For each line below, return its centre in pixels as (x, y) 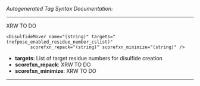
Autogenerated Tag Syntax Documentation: (60, 9)
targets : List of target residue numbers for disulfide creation (88, 58)
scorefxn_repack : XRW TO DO (53, 64)
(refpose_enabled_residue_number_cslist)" (60, 42)
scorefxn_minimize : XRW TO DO (55, 71)
